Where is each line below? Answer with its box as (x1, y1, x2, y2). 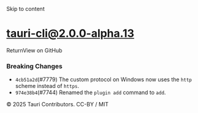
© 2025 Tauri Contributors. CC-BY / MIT (6, 101, 109, 108)
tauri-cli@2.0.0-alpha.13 (6, 27, 135, 40)
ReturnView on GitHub (6, 46, 63, 54)
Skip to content (6, 5, 45, 12)
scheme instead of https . (15, 82, 80, 90)
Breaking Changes (6, 62, 63, 70)
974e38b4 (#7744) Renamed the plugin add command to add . (15, 89, 166, 97)
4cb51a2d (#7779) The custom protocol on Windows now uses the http (15, 76, 192, 83)
